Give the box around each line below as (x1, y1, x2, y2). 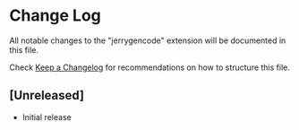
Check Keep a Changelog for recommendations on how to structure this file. (9, 62, 291, 73)
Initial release (21, 111, 72, 122)
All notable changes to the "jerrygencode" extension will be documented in (9, 35, 286, 46)
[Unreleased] (9, 88, 85, 103)
